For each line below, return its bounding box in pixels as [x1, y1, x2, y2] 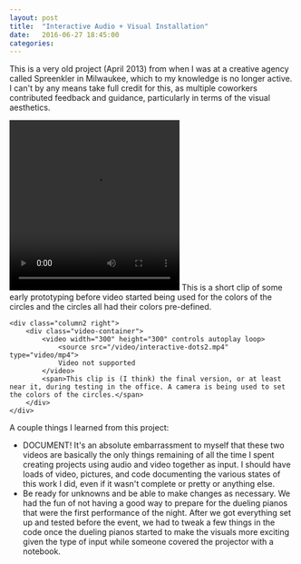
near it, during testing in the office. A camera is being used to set [9, 382, 286, 391]
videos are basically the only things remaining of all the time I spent [22, 450, 275, 460]
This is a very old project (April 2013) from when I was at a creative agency [9, 64, 289, 74]
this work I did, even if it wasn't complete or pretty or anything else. [22, 479, 275, 490]
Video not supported [57, 359, 136, 368]
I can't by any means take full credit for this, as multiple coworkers [9, 83, 258, 94]
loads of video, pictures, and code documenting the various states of [22, 469, 281, 480]
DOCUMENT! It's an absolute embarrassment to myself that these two [22, 440, 285, 450]
